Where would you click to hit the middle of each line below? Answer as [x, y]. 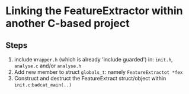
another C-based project [68, 23]
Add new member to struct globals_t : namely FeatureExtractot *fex [98, 72]
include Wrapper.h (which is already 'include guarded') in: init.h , [93, 59]
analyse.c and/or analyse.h [47, 66]
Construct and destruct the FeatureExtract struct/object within [90, 78]
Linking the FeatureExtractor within [94, 11]
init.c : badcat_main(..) [43, 85]
